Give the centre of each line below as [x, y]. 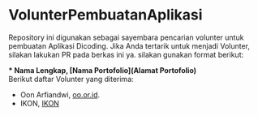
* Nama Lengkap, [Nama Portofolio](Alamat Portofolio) [103, 70]
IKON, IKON [39, 103]
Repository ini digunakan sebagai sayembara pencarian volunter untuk [126, 37]
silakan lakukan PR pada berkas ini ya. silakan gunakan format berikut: [126, 54]
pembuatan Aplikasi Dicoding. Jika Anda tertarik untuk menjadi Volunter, [129, 45]
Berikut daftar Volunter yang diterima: [71, 79]
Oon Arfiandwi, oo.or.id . [60, 94]
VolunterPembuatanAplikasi [105, 15]
